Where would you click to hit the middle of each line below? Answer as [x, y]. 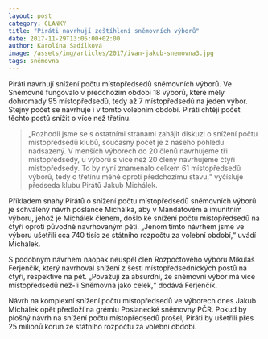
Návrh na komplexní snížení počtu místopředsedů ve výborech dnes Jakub [132, 300]
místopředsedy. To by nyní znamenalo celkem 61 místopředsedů [134, 168]
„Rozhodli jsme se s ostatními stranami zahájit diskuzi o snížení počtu [143, 133]
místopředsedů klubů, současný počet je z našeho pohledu [126, 142]
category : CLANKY [37, 23]
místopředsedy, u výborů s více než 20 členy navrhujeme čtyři [132, 159]
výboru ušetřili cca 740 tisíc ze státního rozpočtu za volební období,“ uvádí [132, 235]
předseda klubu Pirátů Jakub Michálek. [93, 185]
